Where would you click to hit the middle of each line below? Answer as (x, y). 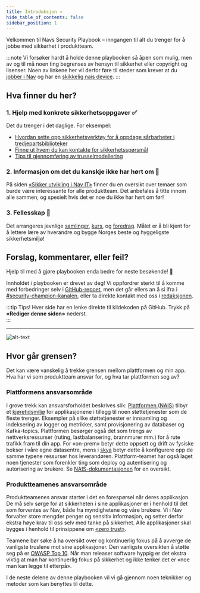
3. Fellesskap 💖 (28, 213)
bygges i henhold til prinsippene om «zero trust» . (66, 529)
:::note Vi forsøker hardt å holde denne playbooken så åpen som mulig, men (99, 58)
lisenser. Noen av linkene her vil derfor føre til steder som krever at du (92, 70)
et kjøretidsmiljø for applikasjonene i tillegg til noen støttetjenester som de (97, 411)
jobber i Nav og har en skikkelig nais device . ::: (63, 77)
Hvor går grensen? (42, 356)
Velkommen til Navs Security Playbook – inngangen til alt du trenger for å (96, 40)
